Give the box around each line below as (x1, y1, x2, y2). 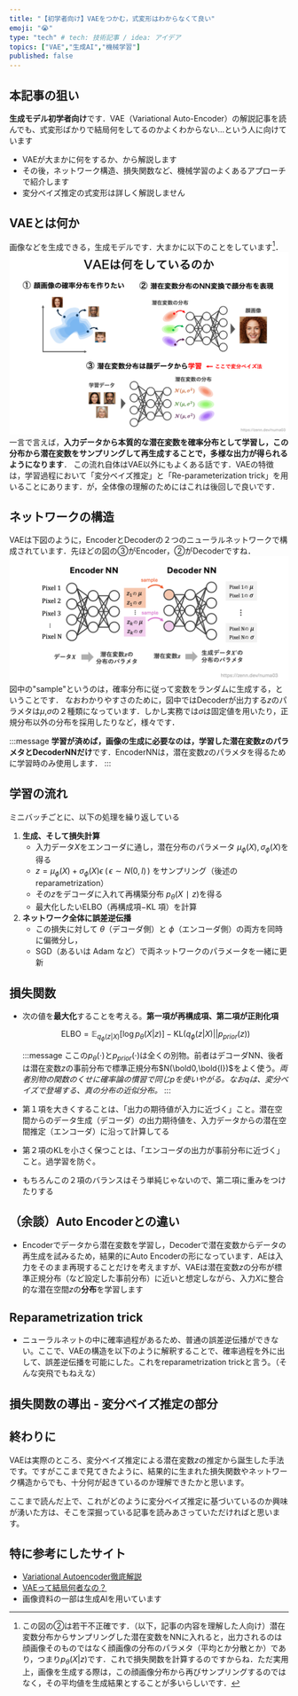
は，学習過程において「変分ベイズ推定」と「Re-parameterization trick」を (9, 470, 281, 481)
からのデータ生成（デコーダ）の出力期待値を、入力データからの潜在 (29, 1114, 279, 1126)
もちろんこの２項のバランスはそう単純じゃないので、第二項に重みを (21, 1174, 271, 1185)
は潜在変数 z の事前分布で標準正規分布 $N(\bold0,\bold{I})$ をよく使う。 (21, 1063, 280, 1073)
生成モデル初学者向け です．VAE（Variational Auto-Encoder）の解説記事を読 (9, 113, 286, 123)
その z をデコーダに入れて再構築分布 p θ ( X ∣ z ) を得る (35, 889, 223, 902)
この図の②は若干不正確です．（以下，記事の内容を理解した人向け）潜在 (21, 1621, 286, 1631)
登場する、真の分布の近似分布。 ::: (45, 1085, 171, 1095)
